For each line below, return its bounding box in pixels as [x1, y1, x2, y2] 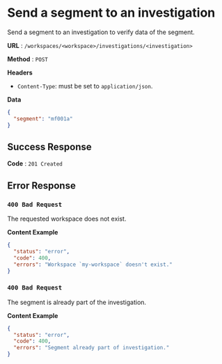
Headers [7, 68, 33, 77]
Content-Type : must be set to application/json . [17, 81, 153, 90]
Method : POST [7, 54, 49, 63]
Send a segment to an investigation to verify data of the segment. [7, 28, 195, 36]
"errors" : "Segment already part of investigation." [13, 345, 170, 351]
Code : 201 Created [7, 159, 63, 168]
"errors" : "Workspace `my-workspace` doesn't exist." [13, 261, 173, 268]
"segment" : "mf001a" [13, 115, 73, 122]
